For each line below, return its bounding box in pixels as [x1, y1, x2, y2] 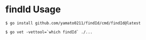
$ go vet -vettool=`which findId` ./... [5, 29, 93, 34]
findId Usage [5, 4, 61, 15]
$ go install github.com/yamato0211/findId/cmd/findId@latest [5, 21, 141, 26]
